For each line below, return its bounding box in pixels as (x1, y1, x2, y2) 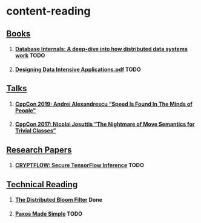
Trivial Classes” (15, 127, 56, 134)
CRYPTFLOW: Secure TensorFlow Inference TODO (15, 162, 144, 169)
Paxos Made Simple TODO (15, 210, 83, 217)
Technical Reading (6, 179, 78, 190)
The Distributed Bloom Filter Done (15, 196, 103, 204)
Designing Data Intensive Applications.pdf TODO (15, 66, 141, 73)
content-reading (6, 4, 91, 18)
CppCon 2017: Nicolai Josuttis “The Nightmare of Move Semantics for (15, 120, 195, 128)
